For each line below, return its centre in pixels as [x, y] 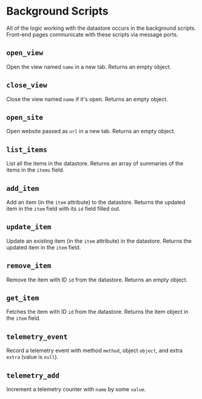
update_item [29, 227]
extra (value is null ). [32, 357]
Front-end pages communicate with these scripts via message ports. [93, 34]
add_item [23, 188]
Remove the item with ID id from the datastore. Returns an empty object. [97, 279]
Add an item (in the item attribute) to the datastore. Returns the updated [96, 202]
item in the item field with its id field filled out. [64, 209]
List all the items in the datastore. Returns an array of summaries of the [95, 164]
